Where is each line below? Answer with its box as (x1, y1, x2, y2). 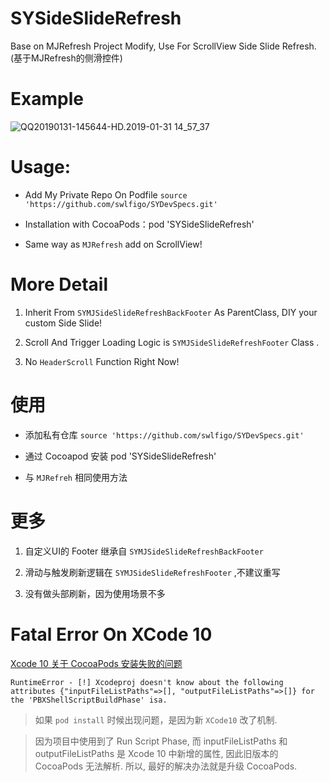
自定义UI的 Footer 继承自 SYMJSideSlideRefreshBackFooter (24, 545, 264, 557)
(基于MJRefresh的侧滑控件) (10, 52, 123, 64)
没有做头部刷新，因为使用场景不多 (24, 587, 166, 599)
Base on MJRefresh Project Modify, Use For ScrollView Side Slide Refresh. (10, 40, 317, 52)
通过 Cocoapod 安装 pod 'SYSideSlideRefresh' (24, 450, 217, 462)
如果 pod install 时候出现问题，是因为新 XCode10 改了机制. (34, 713, 278, 726)
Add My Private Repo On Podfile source (24, 188, 188, 201)
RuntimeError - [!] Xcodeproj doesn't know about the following (10, 677, 284, 687)
